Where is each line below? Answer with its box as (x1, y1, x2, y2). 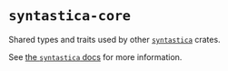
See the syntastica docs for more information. (8, 51, 183, 62)
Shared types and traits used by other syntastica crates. (8, 34, 221, 45)
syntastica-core (8, 7, 131, 25)
